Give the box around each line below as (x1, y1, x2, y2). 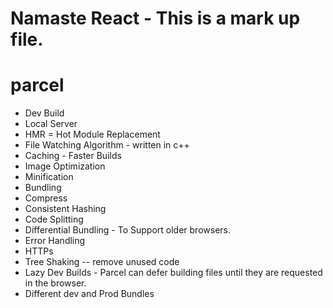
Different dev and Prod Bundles (24, 288, 155, 300)
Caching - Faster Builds (24, 150, 122, 162)
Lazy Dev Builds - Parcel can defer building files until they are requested (24, 267, 323, 279)
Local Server (24, 118, 78, 130)
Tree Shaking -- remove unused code (24, 256, 180, 268)
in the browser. (24, 277, 87, 289)
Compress (24, 192, 68, 204)
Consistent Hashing (24, 203, 107, 215)
